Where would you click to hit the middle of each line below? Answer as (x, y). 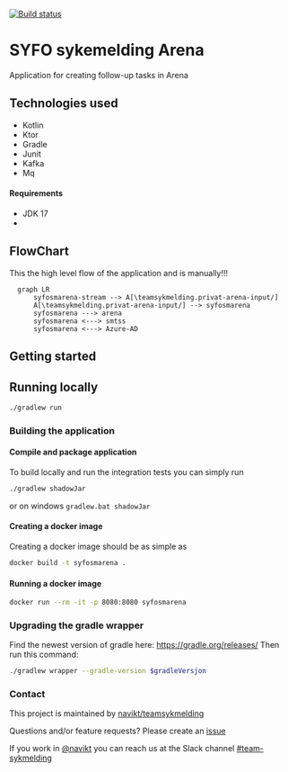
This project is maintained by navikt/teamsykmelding (107, 714)
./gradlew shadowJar (48, 489)
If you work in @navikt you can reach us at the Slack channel (122, 749)
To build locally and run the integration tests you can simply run (127, 471)
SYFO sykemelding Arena (107, 50)
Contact (27, 695)
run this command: (44, 655)
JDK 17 (35, 213)
